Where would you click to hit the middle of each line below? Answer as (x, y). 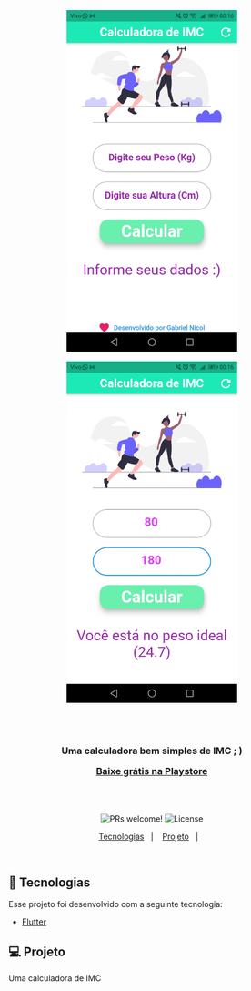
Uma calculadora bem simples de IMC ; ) (152, 751)
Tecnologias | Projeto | (149, 836)
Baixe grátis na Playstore (152, 771)
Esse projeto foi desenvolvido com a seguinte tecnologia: (116, 904)
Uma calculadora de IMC (55, 978)
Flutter (34, 922)
